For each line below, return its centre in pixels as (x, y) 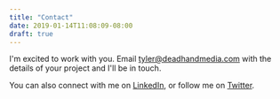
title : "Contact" (41, 17)
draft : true (31, 34)
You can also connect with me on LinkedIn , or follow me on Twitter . (132, 86)
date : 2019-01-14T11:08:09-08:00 (71, 26)
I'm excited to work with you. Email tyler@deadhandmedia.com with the (140, 59)
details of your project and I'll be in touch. (85, 68)
